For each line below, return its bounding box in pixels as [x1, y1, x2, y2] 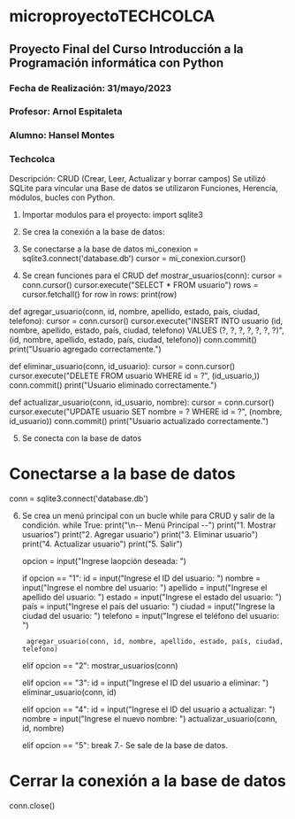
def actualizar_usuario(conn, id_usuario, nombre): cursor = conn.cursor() [9, 397, 275, 407]
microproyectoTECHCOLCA [9, 6, 216, 27]
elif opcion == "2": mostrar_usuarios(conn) [21, 660, 178, 670]
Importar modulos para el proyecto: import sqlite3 [21, 209, 203, 220]
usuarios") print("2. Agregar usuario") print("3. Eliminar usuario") [21, 529, 259, 539]
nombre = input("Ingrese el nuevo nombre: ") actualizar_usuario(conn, [21, 713, 278, 723]
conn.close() [9, 800, 56, 811]
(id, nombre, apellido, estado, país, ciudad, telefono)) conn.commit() [9, 334, 258, 344]
